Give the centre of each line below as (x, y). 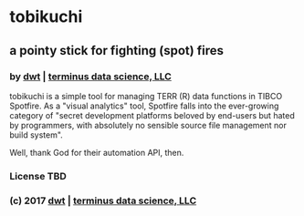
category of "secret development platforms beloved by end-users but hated (152, 115)
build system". (37, 135)
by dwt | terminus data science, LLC (90, 77)
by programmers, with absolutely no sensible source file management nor (148, 125)
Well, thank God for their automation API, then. (97, 152)
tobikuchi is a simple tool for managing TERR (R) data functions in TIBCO (146, 96)
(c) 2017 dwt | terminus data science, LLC (103, 201)
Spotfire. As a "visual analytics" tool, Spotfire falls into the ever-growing (144, 106)
